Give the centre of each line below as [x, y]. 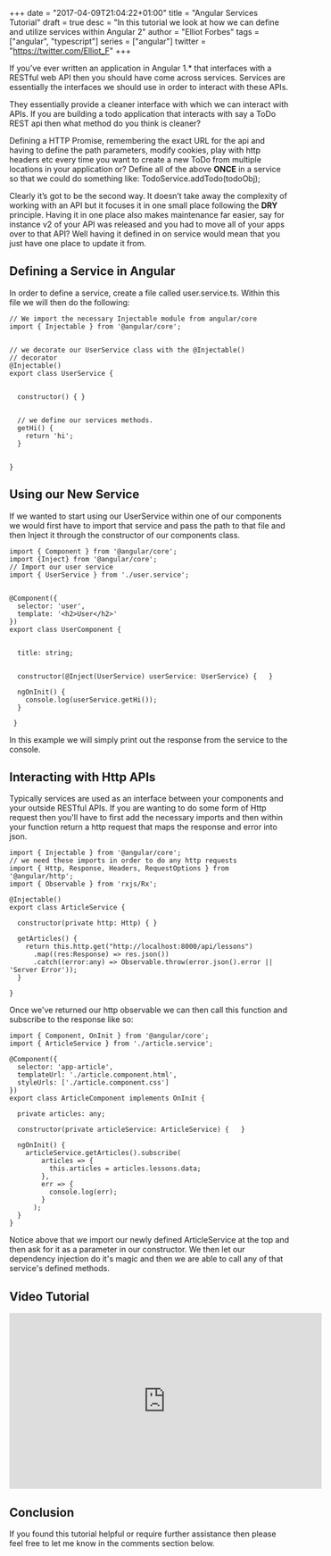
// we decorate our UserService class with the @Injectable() [127, 350]
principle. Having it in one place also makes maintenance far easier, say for [147, 215]
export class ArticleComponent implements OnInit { [107, 1098]
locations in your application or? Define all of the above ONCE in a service [145, 169]
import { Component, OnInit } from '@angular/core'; [109, 1036]
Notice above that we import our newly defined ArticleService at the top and [149, 1240]
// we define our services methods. [85, 420]
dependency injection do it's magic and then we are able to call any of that [146, 1259]
